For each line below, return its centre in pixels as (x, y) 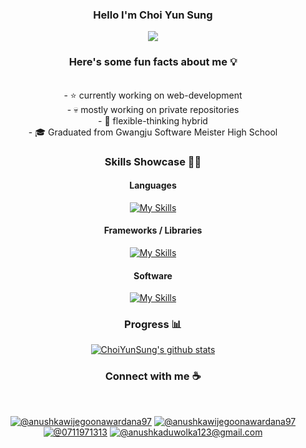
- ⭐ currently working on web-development (153, 95)
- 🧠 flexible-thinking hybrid (153, 120)
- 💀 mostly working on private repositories (153, 109)
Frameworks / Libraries (153, 230)
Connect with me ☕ (153, 376)
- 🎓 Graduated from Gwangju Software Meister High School (153, 132)
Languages (153, 185)
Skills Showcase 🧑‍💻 (153, 161)
